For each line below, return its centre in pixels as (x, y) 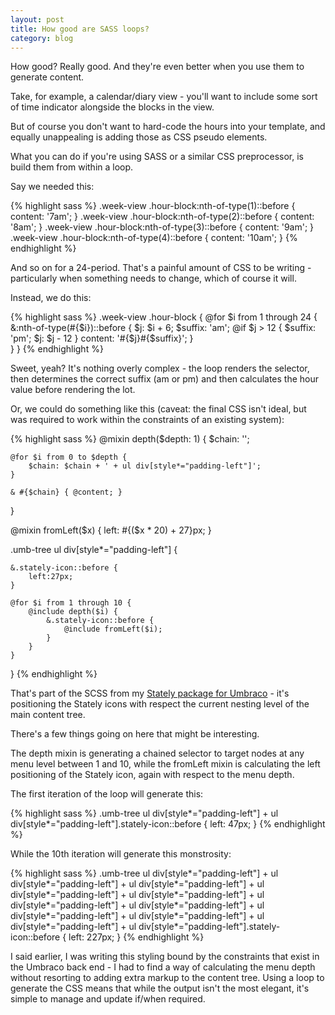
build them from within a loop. (72, 167)
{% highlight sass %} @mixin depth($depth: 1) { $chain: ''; (130, 439)
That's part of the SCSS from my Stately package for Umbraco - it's (150, 693)
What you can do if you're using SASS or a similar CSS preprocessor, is (157, 157)
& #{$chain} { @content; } (66, 492)
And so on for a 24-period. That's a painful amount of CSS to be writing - (161, 268)
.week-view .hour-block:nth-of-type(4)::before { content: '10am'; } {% (154, 238)
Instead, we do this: (51, 298)
